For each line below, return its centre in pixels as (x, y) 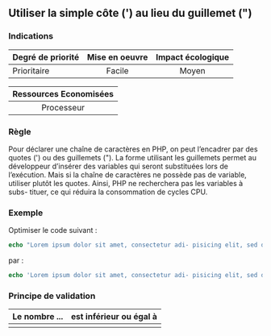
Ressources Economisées (63, 93)
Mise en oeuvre (118, 57)
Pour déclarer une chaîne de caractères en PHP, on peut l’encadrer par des (133, 149)
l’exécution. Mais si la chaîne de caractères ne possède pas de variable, (128, 174)
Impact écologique (193, 57)
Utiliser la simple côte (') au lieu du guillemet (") (130, 13)
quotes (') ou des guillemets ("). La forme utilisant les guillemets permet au (132, 157)
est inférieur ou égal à (114, 317)
